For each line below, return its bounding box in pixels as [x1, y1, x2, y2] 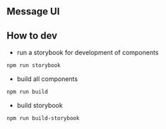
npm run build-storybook [6, 114, 80, 122]
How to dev [6, 30, 58, 42]
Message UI [6, 6, 60, 18]
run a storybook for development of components [16, 49, 159, 57]
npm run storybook [6, 62, 61, 69]
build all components [16, 75, 78, 83]
